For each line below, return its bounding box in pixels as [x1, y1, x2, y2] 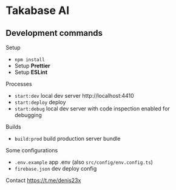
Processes [5, 80, 32, 87]
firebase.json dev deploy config [14, 165, 97, 172]
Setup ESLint [14, 69, 48, 76]
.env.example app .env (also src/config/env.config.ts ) [14, 158, 153, 166]
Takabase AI [5, 4, 70, 18]
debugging [14, 112, 42, 118]
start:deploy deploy [14, 98, 66, 106]
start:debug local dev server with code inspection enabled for [14, 105, 171, 112]
